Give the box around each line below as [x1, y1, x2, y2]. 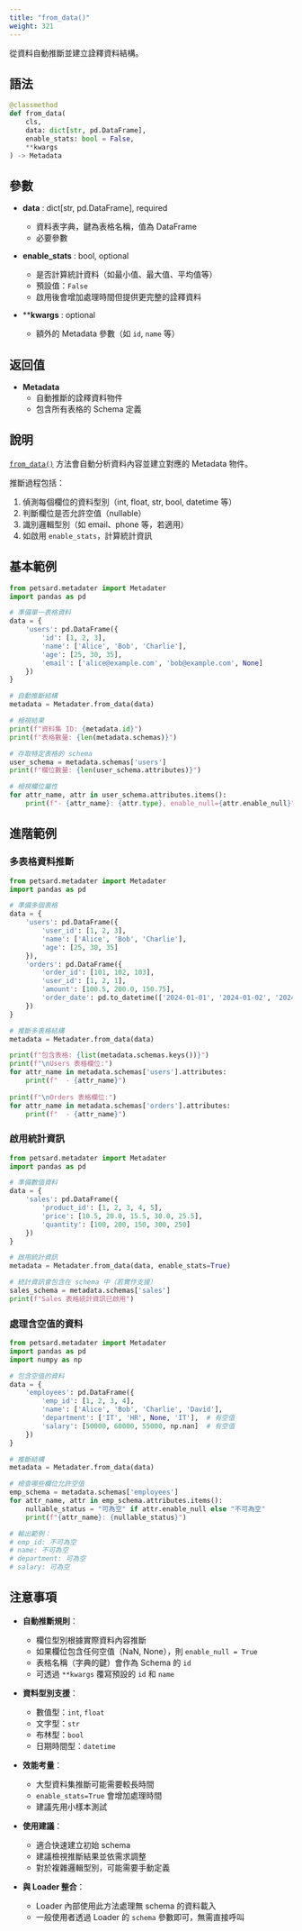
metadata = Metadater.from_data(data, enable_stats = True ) [9, 1262, 231, 1271]
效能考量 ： [22, 1759, 63, 1771]
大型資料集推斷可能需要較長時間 [35, 1779, 155, 1790]
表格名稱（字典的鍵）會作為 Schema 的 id [35, 1657, 191, 1668]
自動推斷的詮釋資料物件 [35, 393, 123, 404]
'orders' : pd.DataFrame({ [25, 960, 123, 969]
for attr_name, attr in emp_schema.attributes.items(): [9, 1497, 223, 1506]
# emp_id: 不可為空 [9, 1537, 77, 1546]
